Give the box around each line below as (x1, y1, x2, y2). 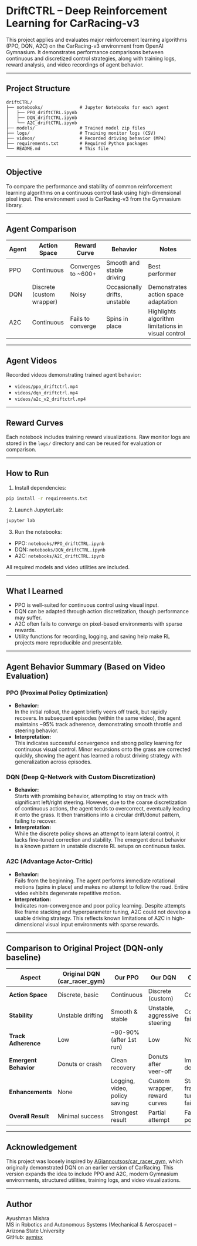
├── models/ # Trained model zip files (6, 125, 145, 131)
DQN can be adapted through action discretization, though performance (14, 608, 189, 615)
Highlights (148, 307, 176, 315)
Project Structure (6, 84, 70, 94)
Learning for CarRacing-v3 (6, 16, 140, 30)
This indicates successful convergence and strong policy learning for (14, 740, 182, 747)
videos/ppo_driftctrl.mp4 (14, 384, 78, 390)
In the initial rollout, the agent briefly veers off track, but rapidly (14, 708, 168, 716)
